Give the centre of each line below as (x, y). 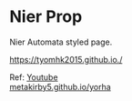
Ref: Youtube (34, 77)
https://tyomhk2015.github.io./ (66, 59)
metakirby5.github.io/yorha (60, 86)
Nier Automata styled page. (61, 42)
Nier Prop (46, 17)
